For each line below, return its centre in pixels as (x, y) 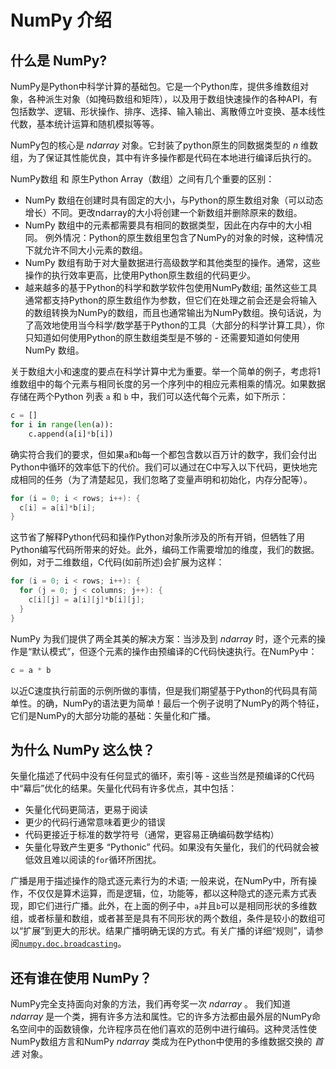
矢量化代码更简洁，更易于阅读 (86, 810)
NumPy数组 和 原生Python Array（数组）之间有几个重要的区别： (142, 179)
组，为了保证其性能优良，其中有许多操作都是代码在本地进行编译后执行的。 (163, 157)
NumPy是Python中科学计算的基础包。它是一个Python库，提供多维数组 (155, 86)
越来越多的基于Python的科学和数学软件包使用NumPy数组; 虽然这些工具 (171, 287)
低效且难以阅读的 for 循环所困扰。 (93, 860)
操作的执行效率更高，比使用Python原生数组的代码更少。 (140, 275)
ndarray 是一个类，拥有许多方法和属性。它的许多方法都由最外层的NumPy (161, 1017)
